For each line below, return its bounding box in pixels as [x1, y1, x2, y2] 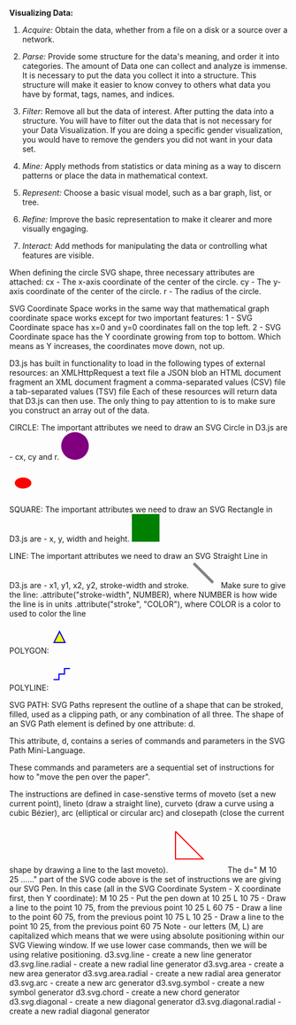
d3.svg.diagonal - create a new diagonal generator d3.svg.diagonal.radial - [9, 997, 282, 1006]
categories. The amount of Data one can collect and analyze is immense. [21, 61, 288, 71]
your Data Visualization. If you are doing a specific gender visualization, [21, 125, 284, 136]
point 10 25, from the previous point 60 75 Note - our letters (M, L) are [9, 921, 264, 931]
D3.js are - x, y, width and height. [9, 533, 130, 544]
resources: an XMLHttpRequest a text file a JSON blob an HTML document [9, 368, 282, 377]
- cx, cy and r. [9, 452, 60, 462]
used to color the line [9, 609, 87, 618]
